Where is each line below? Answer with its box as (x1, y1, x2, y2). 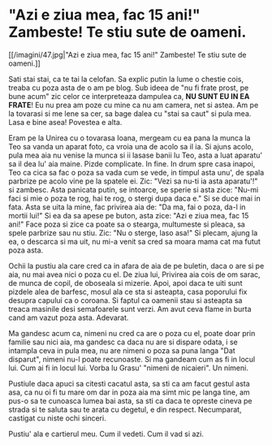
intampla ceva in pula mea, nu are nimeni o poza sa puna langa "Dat (8, 345, 235, 355)
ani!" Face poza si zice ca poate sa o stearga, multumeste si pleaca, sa (8, 219, 245, 229)
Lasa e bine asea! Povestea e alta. (8, 117, 123, 127)
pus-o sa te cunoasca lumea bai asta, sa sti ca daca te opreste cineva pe (8, 395, 253, 405)
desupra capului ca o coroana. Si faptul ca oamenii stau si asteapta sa (8, 295, 243, 305)
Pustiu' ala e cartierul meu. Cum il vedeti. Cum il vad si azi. (8, 429, 205, 439)
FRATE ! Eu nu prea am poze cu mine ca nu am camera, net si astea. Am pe (8, 100, 259, 110)
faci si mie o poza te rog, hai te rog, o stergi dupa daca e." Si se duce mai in (8, 193, 261, 203)
